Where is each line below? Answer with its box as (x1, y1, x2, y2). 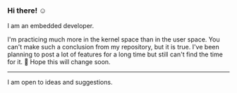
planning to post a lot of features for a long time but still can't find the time (7, 50, 224, 58)
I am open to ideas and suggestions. (7, 78, 113, 87)
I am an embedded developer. (7, 22, 94, 30)
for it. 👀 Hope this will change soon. (7, 58, 111, 66)
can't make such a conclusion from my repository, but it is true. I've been (7, 43, 220, 51)
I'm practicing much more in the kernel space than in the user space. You (7, 35, 220, 44)
